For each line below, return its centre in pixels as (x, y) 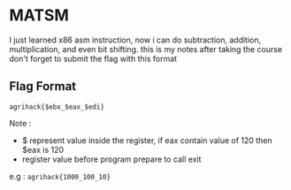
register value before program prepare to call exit (111, 159)
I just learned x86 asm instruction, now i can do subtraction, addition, (135, 40)
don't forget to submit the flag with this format (93, 58)
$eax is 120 (43, 149)
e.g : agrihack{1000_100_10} (60, 176)
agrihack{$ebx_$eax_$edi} (57, 107)
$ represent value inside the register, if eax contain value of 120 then (147, 140)
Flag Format (43, 86)
